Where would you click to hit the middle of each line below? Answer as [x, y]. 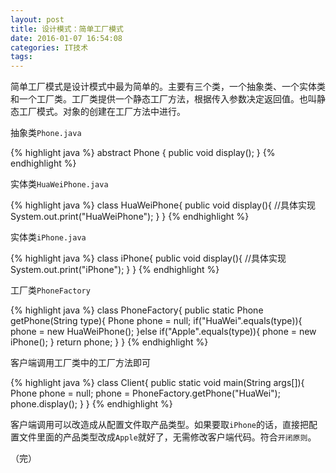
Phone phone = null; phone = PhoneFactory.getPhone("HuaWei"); [145, 393]
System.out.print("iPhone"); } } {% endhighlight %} [115, 270]
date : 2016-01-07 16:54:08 [66, 38]
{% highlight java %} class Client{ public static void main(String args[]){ [157, 383]
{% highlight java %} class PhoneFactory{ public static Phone [137, 310]
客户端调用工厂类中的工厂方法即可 [80, 363]
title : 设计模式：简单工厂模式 [67, 29]
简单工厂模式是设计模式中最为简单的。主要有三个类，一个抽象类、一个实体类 [168, 87]
